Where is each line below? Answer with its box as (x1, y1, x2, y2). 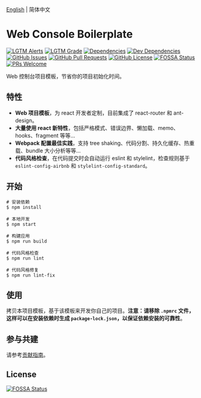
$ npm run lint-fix (6, 272, 56, 278)
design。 (14, 117, 38, 124)
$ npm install (6, 204, 42, 210)
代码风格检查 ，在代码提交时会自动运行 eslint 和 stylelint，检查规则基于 (14, 154, 190, 162)
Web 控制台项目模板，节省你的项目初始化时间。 (6, 72, 125, 80)
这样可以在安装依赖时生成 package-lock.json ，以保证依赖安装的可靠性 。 (6, 315, 186, 322)
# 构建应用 (6, 233, 30, 239)
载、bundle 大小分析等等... (14, 147, 81, 154)
